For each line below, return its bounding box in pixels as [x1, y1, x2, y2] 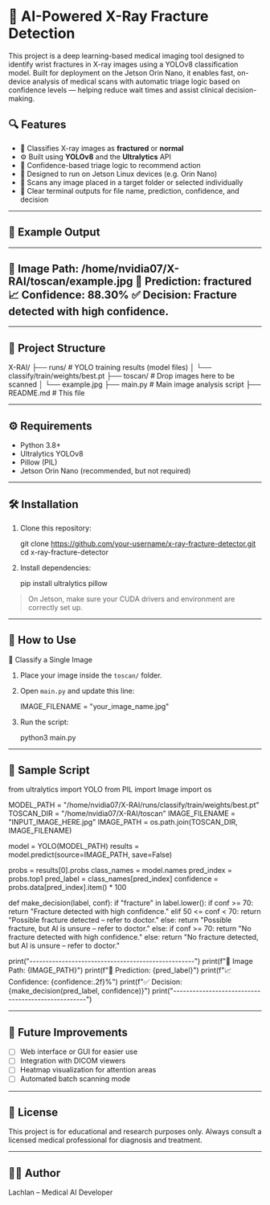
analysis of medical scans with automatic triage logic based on [31, 76, 241, 86]
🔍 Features [8, 118, 67, 132]
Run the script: [19, 717, 69, 727]
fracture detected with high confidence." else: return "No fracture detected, [8, 932, 259, 942]
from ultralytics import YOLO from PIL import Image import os [8, 785, 212, 794]
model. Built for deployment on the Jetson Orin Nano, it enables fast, [8, 68, 235, 77]
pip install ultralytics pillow [19, 578, 108, 588]
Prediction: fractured [144, 274, 252, 288]
